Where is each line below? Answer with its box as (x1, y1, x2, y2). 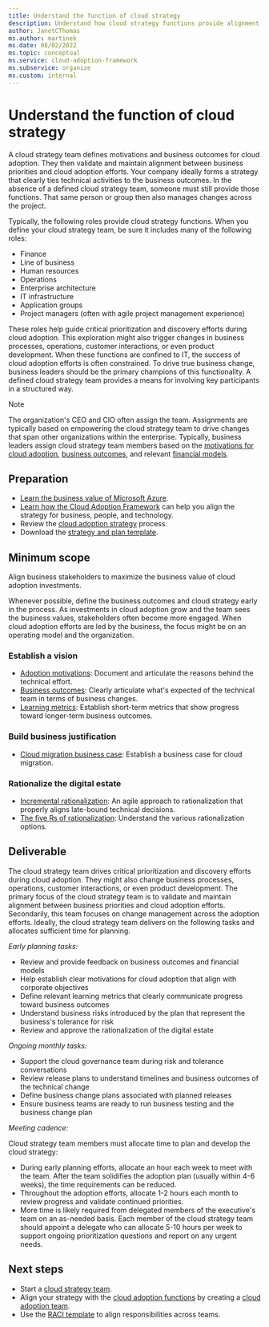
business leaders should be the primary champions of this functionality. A (8, 367, 251, 376)
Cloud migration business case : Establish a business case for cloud (19, 749, 243, 759)
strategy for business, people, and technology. (19, 510, 175, 520)
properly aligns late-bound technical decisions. (19, 805, 176, 814)
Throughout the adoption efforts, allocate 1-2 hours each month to (19, 1188, 239, 1198)
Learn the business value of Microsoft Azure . (19, 493, 169, 503)
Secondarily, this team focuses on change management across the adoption (8, 908, 260, 919)
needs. (19, 1239, 43, 1248)
